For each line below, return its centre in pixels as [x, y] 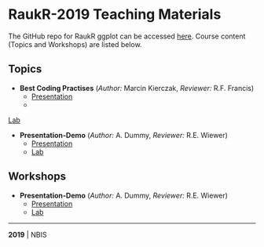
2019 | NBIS [27, 234]
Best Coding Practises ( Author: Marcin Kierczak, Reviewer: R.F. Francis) [137, 88]
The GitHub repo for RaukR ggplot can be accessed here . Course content [127, 36]
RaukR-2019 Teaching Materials [115, 15]
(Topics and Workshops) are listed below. [75, 44]
